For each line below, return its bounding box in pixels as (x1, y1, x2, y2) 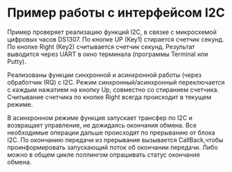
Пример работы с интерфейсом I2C (7, 5, 225, 21)
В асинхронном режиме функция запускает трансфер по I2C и (7, 113, 193, 122)
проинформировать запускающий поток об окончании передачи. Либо (7, 143, 218, 151)
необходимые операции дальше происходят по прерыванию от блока (7, 128, 216, 137)
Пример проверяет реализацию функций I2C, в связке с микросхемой (7, 28, 217, 36)
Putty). (7, 57, 26, 65)
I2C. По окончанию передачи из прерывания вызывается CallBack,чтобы (7, 135, 224, 144)
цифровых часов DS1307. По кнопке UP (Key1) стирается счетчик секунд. (7, 35, 224, 43)
